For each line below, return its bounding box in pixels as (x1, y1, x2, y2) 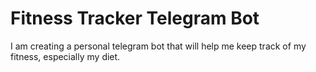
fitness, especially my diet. (10, 50, 121, 62)
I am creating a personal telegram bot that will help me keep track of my (10, 40, 307, 52)
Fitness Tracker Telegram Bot (10, 7, 260, 30)
